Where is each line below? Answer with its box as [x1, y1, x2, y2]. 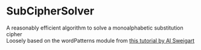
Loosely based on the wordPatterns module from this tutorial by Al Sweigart [6, 37, 195, 44]
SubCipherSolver [6, 4, 95, 18]
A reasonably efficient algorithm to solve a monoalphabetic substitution [6, 24, 184, 31]
